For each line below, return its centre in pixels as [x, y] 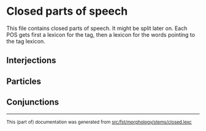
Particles [24, 81]
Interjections [31, 60]
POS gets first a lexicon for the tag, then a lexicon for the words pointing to [101, 34]
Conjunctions [33, 102]
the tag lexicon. [26, 41]
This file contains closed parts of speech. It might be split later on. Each [97, 28]
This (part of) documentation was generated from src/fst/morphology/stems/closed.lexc [99, 122]
